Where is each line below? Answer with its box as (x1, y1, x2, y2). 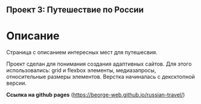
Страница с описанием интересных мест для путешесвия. (6, 49, 158, 56)
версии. (6, 79, 27, 87)
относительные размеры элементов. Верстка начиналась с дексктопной (6, 73, 195, 81)
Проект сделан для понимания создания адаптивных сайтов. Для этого (6, 60, 192, 68)
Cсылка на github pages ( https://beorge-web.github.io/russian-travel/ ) (6, 91, 185, 99)
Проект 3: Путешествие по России (6, 5, 144, 15)
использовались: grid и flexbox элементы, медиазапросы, (6, 67, 156, 74)
